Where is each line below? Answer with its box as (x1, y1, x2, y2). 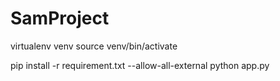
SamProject (10, 7, 110, 30)
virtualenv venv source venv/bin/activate (10, 40, 178, 52)
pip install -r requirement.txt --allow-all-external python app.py (10, 59, 270, 71)
